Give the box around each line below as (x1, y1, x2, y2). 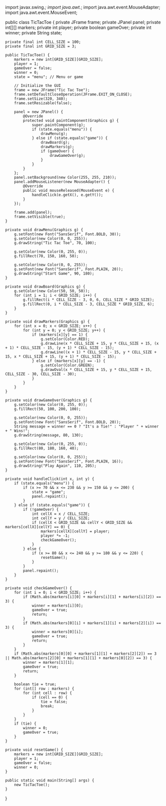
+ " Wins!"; (5, 428, 30, 433)
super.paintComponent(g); (31, 122, 85, 127)
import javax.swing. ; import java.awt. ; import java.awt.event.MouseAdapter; (5, 4, 161, 10)
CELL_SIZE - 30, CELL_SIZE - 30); (5, 372, 77, 377)
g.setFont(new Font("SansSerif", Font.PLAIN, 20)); (14, 267, 123, 272)
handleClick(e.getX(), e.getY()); (31, 192, 103, 197)
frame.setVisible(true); (14, 214, 66, 219)
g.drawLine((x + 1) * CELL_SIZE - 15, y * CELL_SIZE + (40, 350, 157, 355)
